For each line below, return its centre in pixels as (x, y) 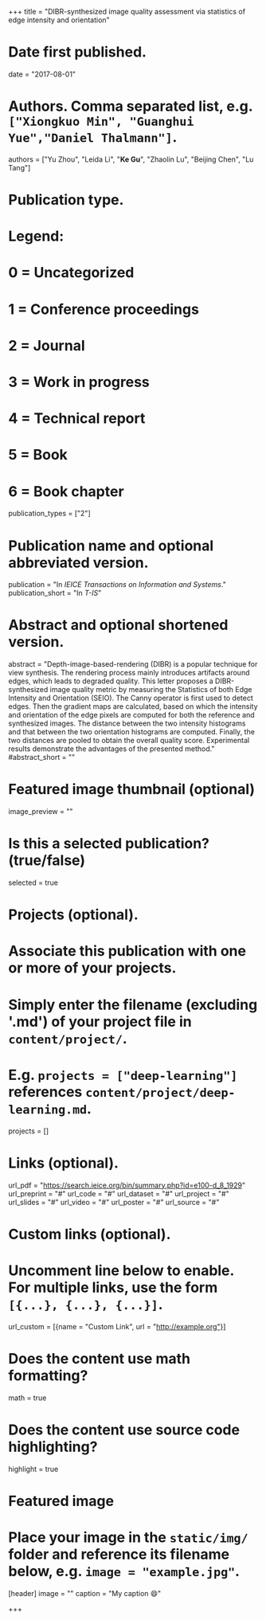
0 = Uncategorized (71, 273)
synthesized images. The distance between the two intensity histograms (127, 723)
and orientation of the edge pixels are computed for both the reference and (131, 715)
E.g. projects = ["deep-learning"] (123, 1075)
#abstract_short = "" (42, 757)
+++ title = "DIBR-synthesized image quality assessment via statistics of (127, 12)
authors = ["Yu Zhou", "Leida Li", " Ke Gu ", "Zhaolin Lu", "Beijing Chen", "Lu (131, 159)
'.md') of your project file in (100, 1021)
